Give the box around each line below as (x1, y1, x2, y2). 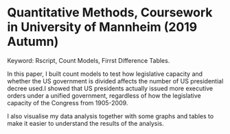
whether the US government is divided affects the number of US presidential (7, 77, 224, 85)
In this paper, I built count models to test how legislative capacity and (7, 70, 203, 78)
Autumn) (7, 34, 59, 49)
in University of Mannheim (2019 (7, 19, 198, 35)
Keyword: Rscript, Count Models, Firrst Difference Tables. (7, 56, 170, 64)
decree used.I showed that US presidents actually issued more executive (7, 84, 214, 92)
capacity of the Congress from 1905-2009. (7, 98, 128, 107)
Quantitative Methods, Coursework (7, 5, 213, 21)
